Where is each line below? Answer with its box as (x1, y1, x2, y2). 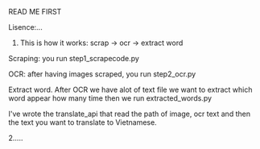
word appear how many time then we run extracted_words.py (8, 93, 212, 103)
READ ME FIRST (8, 7, 62, 16)
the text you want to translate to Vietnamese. (8, 118, 157, 127)
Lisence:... (8, 23, 43, 31)
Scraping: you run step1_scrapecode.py (8, 54, 139, 63)
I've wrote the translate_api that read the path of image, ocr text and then (8, 109, 251, 118)
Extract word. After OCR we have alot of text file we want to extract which (8, 85, 253, 94)
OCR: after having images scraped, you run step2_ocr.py (8, 69, 196, 79)
